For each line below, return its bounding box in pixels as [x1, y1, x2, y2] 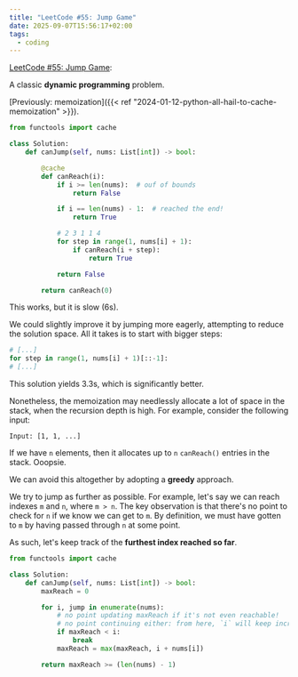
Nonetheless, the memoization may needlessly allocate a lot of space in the [9, 396, 286, 406]
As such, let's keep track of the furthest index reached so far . [9, 537, 238, 547]
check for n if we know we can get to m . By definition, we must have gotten [9, 511, 281, 520]
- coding [17, 37, 50, 47]
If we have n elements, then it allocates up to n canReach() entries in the [9, 447, 271, 458]
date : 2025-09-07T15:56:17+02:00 [9, 21, 133, 30]
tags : [9, 29, 29, 38]
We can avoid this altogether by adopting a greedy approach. [9, 474, 234, 485]
